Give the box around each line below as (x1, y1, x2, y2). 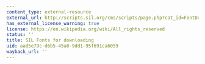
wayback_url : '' (6, 49, 48, 55)
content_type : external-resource (6, 9, 92, 15)
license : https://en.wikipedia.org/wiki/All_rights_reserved (6, 26, 165, 32)
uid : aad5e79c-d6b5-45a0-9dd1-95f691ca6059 (6, 43, 119, 49)
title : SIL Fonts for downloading (6, 37, 95, 43)
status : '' (6, 32, 34, 38)
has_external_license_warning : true (6, 20, 99, 26)
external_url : (6, 15, 43, 21)
